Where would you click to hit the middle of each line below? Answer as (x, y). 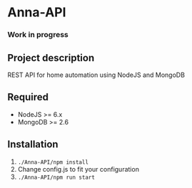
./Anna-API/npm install (53, 162)
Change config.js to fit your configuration (78, 169)
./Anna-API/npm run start (56, 177)
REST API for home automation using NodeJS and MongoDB (96, 75)
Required (28, 97)
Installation (33, 144)
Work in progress (38, 35)
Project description (51, 58)
